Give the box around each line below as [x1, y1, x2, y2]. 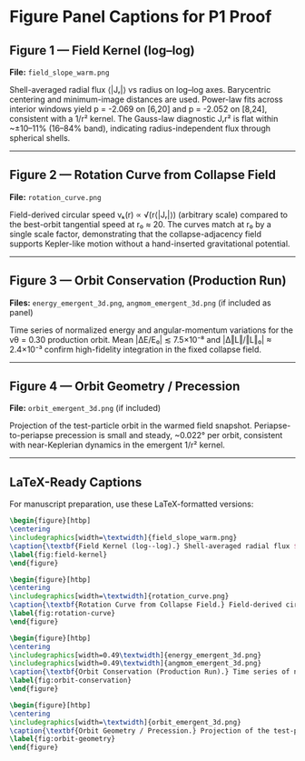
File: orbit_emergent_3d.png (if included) [9, 403, 162, 414]
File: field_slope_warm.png [9, 66, 110, 77]
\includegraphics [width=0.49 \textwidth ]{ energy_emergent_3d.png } [9, 650, 261, 660]
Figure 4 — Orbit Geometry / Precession [9, 379, 241, 395]
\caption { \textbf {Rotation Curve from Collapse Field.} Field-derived [9, 600, 282, 610]
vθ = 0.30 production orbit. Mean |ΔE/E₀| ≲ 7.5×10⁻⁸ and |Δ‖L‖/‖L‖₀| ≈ [9, 334, 272, 345]
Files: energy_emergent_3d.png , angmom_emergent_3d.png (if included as [9, 297, 271, 308]
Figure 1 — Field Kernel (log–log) [9, 43, 195, 58]
